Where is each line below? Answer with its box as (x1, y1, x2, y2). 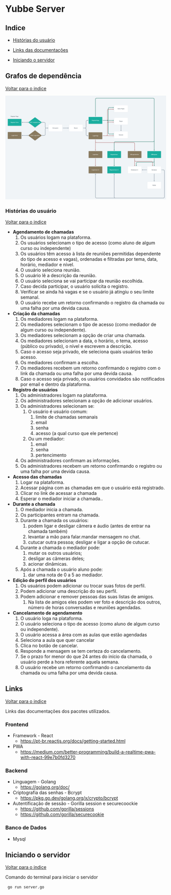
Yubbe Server (5, 3, 65, 15)
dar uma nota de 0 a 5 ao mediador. (28, 572, 103, 578)
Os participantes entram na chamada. (20, 512, 100, 518)
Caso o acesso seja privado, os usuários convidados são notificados (20, 376, 165, 382)
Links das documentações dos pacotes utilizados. (5, 708, 111, 714)
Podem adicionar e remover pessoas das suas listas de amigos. (20, 593, 154, 599)
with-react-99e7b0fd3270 (20, 754, 76, 761)
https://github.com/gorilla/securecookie (20, 811, 105, 818)
